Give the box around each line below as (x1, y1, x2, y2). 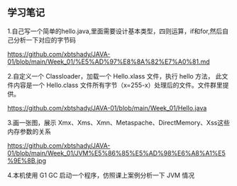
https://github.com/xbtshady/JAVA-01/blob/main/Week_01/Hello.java (7, 103, 207, 112)
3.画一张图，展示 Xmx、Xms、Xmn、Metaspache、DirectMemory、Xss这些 (7, 118, 231, 127)
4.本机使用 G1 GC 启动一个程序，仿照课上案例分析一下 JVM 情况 (7, 170, 195, 179)
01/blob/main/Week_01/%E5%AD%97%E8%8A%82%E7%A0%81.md (7, 57, 210, 66)
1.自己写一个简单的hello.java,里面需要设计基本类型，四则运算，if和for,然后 (7, 27, 223, 35)
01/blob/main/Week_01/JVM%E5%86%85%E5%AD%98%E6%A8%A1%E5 (7, 149, 226, 157)
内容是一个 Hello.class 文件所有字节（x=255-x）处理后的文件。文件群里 (13, 81, 224, 89)
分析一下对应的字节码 (13, 35, 76, 44)
